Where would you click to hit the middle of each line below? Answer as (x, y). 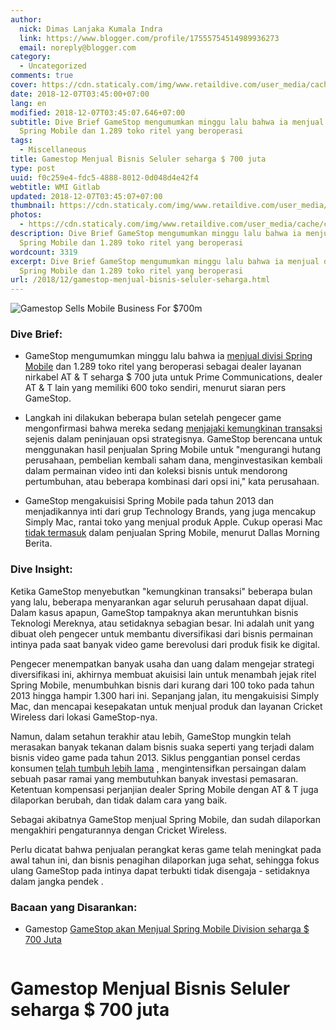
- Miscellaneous (53, 150)
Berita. (38, 543)
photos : (26, 215)
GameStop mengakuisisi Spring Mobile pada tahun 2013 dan (149, 501)
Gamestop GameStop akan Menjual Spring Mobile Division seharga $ (167, 929)
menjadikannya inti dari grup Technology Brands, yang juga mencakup (170, 512)
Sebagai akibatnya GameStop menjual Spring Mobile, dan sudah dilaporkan (165, 819)
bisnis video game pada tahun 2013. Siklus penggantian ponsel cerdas (155, 757)
